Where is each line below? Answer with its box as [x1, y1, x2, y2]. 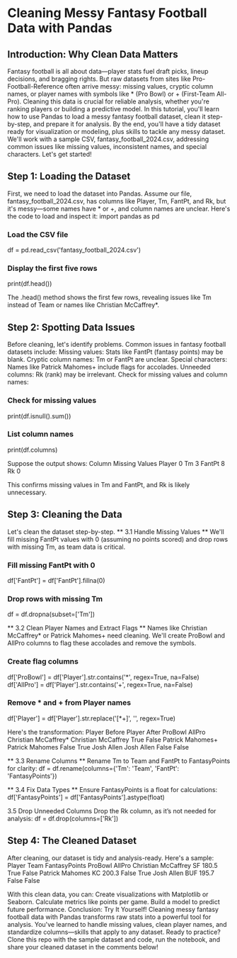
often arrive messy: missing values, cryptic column [64, 82, 214, 90]
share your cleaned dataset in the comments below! [7, 942, 159, 951]
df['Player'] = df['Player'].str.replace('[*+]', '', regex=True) [7, 714, 175, 723]
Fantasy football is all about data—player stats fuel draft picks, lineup [7, 67, 209, 75]
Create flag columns [7, 657, 79, 667]
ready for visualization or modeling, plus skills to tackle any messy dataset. [7, 128, 226, 135]
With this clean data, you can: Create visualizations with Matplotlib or [7, 890, 209, 898]
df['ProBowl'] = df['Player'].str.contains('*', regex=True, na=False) [7, 672, 200, 681]
